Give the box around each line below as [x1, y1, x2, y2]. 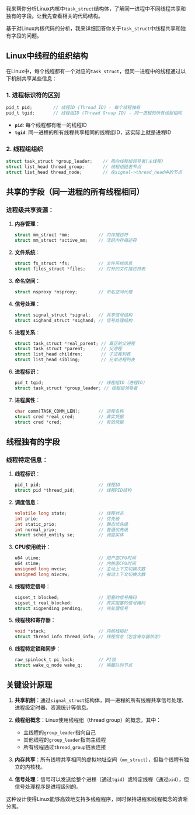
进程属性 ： [14, 396, 41, 403]
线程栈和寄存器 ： [14, 617, 56, 624]
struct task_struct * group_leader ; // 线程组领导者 [14, 385, 138, 391]
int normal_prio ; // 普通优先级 [14, 526, 128, 533]
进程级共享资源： [6, 206, 54, 214]
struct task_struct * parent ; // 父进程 [14, 346, 123, 352]
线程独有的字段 [6, 437, 60, 447]
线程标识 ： [14, 470, 41, 477]
